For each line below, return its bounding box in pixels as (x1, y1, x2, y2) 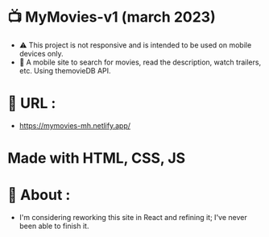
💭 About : (7, 186, 71, 204)
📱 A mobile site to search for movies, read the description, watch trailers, (19, 57, 262, 67)
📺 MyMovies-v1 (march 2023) (7, 8, 216, 27)
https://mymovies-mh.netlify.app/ (19, 120, 130, 131)
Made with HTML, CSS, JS (7, 149, 186, 168)
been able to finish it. (19, 221, 89, 231)
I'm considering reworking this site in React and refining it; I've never (19, 213, 247, 222)
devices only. (19, 48, 64, 58)
